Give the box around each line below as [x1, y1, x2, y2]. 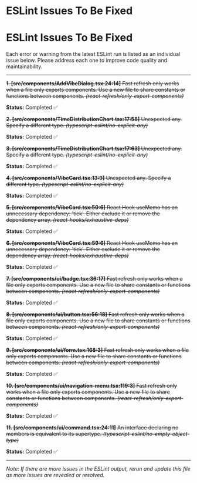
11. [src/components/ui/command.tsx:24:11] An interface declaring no [6, 424, 179, 431]
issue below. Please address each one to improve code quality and [6, 57, 168, 64]
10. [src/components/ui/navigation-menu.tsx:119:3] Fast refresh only [6, 382, 178, 389]
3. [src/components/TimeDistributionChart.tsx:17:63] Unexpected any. [6, 145, 182, 152]
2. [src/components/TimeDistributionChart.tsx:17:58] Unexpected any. [6, 116, 182, 123]
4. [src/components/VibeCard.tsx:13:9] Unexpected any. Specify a [6, 175, 171, 182]
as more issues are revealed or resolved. [6, 472, 105, 479]
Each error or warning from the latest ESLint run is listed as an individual [6, 51, 181, 58]
